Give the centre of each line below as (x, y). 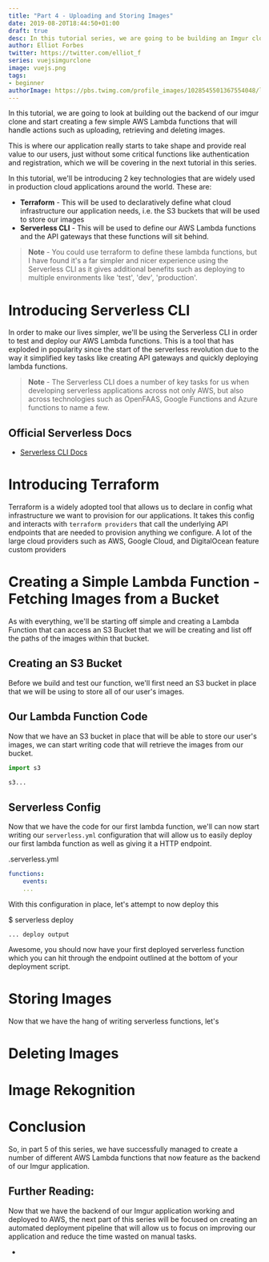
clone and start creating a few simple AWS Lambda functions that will (123, 122)
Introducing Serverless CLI (99, 310)
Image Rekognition (72, 1091)
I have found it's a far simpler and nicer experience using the (128, 261)
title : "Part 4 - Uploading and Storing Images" (91, 16)
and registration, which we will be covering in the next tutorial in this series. (132, 163)
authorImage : (30, 90)
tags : (17, 75)
